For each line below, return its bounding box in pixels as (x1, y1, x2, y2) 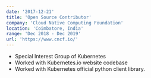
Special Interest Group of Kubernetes (14, 53, 106, 60)
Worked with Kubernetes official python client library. (14, 65, 146, 72)
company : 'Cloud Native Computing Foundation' (6, 20, 124, 26)
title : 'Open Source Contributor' (6, 14, 92, 20)
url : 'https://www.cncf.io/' (6, 36, 78, 42)
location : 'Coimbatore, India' (6, 25, 84, 32)
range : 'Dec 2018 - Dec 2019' (6, 31, 81, 37)
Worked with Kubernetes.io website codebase (14, 59, 128, 66)
